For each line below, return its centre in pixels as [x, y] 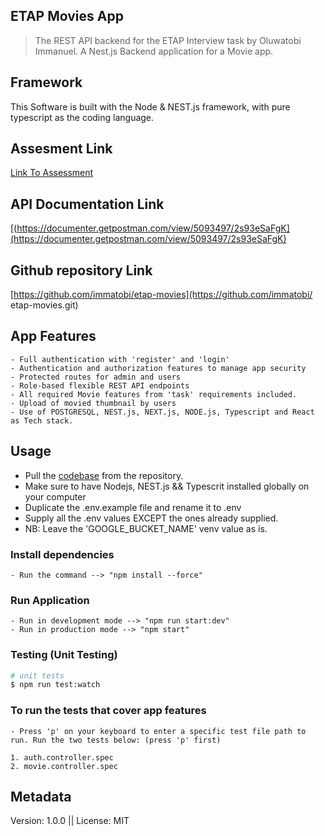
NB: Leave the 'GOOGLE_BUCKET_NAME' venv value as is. [146, 528]
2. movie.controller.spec [64, 766]
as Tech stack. [42, 420]
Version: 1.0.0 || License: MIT [70, 821]
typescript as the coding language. [82, 117]
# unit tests [37, 675]
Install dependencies [62, 554]
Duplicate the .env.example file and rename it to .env [133, 507]
